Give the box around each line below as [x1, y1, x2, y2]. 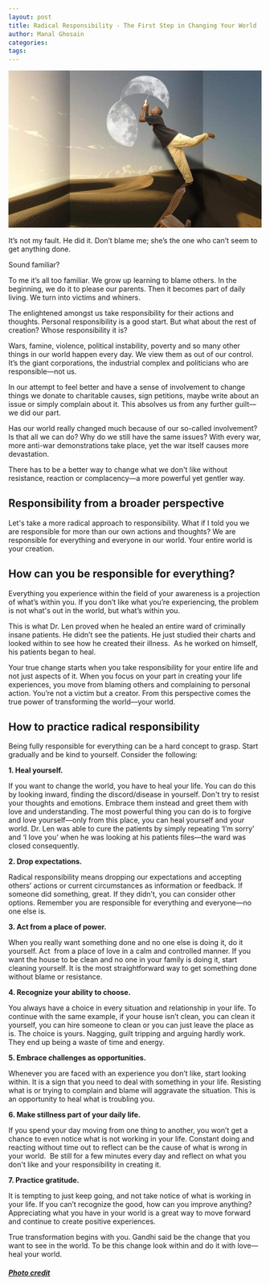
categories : [8, 39, 48, 47]
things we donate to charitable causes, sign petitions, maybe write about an [8, 391, 260, 400]
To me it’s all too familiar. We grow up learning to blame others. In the [8, 275, 237, 285]
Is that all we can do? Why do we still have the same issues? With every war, [8, 432, 261, 441]
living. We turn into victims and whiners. [8, 292, 141, 302]
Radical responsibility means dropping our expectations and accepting [8, 873, 243, 882]
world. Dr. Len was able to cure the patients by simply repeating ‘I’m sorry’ [8, 824, 255, 834]
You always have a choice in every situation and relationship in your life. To [8, 1003, 257, 1013]
